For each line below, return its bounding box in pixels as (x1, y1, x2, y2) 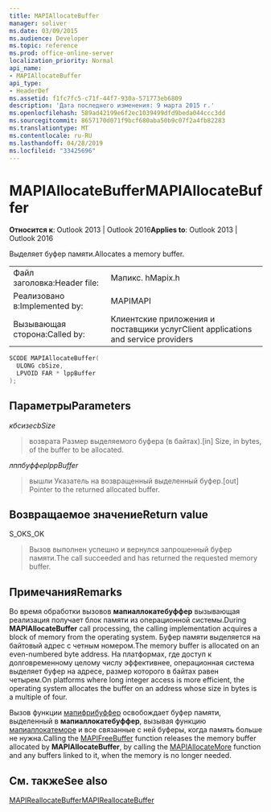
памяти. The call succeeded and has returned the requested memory (28, 553, 258, 563)
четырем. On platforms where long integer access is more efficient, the (9, 675, 244, 685)
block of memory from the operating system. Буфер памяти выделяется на (9, 632, 261, 642)
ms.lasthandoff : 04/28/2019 (9, 139, 104, 147)
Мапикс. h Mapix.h (110, 272, 180, 284)
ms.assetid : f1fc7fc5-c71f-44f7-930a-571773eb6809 (9, 94, 183, 102)
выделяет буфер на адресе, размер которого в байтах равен (9, 666, 220, 677)
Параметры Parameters (9, 400, 132, 413)
